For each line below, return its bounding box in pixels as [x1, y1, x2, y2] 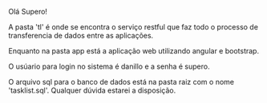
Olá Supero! [8, 7, 48, 16]
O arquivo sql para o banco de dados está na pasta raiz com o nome [8, 77, 235, 86]
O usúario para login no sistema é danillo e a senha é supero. [8, 61, 210, 71]
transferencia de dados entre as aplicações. [8, 31, 154, 40]
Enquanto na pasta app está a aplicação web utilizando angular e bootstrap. [8, 46, 259, 55]
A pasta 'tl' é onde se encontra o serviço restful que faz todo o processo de [8, 22, 259, 31]
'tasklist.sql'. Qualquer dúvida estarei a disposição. [8, 85, 176, 95]
